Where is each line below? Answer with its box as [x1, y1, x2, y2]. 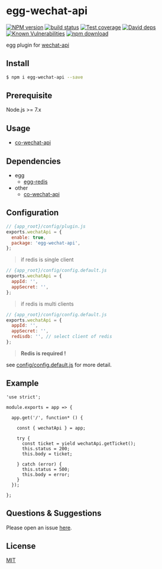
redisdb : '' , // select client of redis [11, 334, 112, 340]
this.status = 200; [21, 446, 70, 451]
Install [6, 58, 30, 69]
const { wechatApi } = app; [17, 425, 86, 431]
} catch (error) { [17, 461, 62, 467]
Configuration [6, 208, 59, 218]
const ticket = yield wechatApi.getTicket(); [21, 440, 136, 447]
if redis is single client [20, 256, 74, 264]
